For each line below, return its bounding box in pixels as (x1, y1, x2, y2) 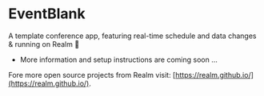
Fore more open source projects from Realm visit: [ (8, 70, 176, 79)
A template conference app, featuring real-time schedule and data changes (8, 31, 257, 40)
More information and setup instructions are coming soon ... (19, 55, 218, 64)
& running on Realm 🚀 (8, 39, 80, 48)
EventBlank (8, 5, 86, 23)
